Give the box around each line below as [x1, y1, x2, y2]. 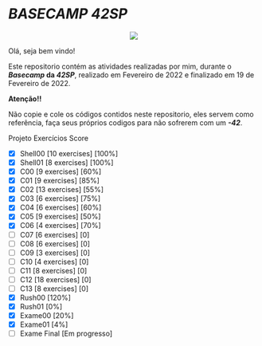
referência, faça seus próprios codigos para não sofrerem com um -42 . [8, 117, 243, 128]
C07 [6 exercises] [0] [19, 230, 90, 239]
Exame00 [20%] [19, 311, 74, 320]
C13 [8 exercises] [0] [19, 284, 89, 293]
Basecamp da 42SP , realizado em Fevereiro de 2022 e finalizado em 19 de [8, 69, 255, 80]
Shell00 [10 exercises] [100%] [19, 148, 119, 158]
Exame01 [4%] [19, 320, 68, 329]
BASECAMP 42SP [8, 5, 128, 23]
